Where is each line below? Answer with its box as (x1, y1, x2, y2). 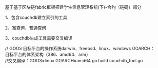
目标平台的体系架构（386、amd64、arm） (5, 51, 91, 57)
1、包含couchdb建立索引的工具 (5, 15, 67, 20)
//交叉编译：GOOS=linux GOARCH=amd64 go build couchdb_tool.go (5, 58, 143, 63)
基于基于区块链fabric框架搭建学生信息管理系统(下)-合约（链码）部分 (5, 4, 141, 10)
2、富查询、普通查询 (5, 25, 46, 31)
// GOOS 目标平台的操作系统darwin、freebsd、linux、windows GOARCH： (5, 46, 155, 51)
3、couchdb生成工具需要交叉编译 (5, 35, 73, 41)
